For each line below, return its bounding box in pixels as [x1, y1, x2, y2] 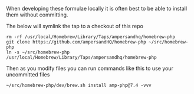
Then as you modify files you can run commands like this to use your [6, 65, 174, 72]
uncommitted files [6, 71, 50, 78]
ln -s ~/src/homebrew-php [6, 49, 70, 55]
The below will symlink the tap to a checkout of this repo [6, 23, 143, 29]
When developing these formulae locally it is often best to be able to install [6, 5, 188, 12]
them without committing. [6, 11, 68, 18]
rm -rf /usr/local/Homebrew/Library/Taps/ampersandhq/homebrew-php [6, 34, 176, 40]
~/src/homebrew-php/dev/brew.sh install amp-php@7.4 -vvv [6, 82, 152, 88]
